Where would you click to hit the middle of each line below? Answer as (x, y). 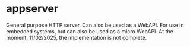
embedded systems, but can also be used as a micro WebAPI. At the (90, 31)
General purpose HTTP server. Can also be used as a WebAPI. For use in (95, 25)
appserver (32, 9)
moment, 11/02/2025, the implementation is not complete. (77, 37)
